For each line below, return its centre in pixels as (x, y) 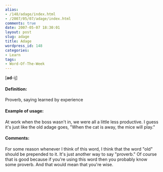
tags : (11, 59)
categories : (17, 50)
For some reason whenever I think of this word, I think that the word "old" (79, 149)
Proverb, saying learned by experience (44, 100)
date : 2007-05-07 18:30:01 (33, 28)
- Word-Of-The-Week (25, 64)
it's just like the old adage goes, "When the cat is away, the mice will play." (80, 127)
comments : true (21, 23)
